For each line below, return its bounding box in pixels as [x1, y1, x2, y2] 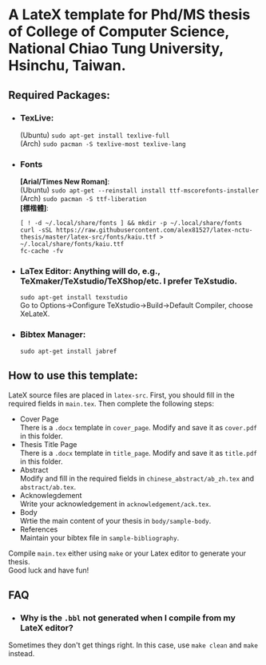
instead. [8, 649, 35, 659]
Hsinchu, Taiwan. [8, 57, 126, 75]
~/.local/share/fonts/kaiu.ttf [19, 240, 125, 248]
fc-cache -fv [19, 247, 64, 255]
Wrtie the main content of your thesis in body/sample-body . [19, 516, 212, 525]
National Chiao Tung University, [8, 40, 224, 57]
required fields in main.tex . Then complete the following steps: [8, 398, 214, 408]
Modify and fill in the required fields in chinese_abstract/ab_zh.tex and [19, 473, 254, 483]
